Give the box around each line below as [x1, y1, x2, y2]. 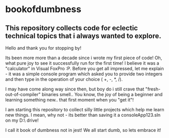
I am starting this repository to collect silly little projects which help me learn [5, 107, 164, 112]
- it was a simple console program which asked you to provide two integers [5, 71, 162, 77]
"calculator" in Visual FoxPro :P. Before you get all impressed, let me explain [5, 66, 164, 71]
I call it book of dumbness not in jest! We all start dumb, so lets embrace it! [5, 127, 161, 133]
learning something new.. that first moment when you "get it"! [5, 97, 134, 103]
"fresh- [145, 86, 161, 92]
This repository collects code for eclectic [5, 24, 138, 32]
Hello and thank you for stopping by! [5, 45, 82, 51]
